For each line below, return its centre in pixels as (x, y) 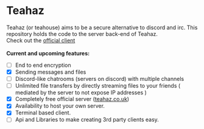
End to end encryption (43, 65)
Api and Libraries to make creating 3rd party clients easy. (87, 120)
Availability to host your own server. (60, 106)
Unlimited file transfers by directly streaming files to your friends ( (98, 86)
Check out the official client (41, 40)
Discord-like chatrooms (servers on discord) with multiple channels (100, 79)
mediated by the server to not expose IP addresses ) (81, 92)
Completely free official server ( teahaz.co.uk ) (72, 99)
